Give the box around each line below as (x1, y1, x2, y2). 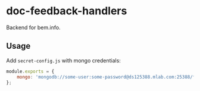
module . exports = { (6, 68, 55, 74)
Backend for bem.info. (6, 24, 61, 31)
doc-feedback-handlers (6, 4, 127, 18)
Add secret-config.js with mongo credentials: (6, 57, 121, 64)
